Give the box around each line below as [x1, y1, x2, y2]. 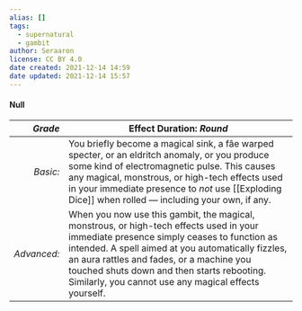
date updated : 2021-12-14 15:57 [9, 72, 130, 81]
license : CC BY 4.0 [9, 55, 83, 64]
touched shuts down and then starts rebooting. [68, 264, 267, 277]
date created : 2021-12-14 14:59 [9, 64, 130, 73]
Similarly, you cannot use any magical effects [68, 275, 260, 288]
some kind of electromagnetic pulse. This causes [68, 159, 276, 172]
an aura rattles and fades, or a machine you [68, 253, 252, 265]
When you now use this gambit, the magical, [68, 208, 255, 220]
